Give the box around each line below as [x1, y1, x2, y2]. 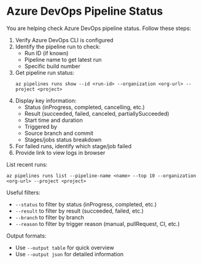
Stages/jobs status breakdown [24, 136, 102, 143]
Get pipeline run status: [15, 69, 75, 76]
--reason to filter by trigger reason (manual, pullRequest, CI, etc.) [15, 220, 180, 227]
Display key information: [15, 97, 77, 104]
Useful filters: [6, 189, 41, 196]
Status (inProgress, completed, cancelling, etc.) [24, 103, 146, 111]
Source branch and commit [24, 129, 94, 137]
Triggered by [24, 123, 57, 130]
